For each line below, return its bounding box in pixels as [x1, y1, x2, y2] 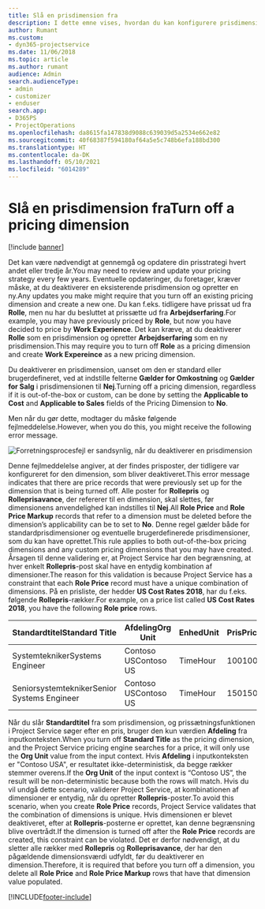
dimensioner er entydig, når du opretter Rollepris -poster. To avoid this [8, 793, 234, 803]
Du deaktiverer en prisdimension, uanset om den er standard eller [8, 364, 222, 374]
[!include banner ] [8, 242, 65, 251]
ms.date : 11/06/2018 [8, 48, 77, 56]
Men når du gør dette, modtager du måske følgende [8, 413, 177, 423]
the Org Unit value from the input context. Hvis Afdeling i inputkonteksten [8, 751, 248, 761]
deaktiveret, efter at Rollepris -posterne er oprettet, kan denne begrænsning [8, 818, 256, 828]
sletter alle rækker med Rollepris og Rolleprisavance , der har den [8, 843, 222, 852]
